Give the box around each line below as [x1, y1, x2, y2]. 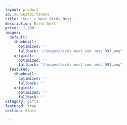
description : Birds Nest [5, 21, 56, 26]
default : [9, 35, 28, 40]
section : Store [5, 108, 37, 114]
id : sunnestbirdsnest [5, 12, 50, 17]
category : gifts [5, 99, 39, 104]
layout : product [5, 7, 39, 12]
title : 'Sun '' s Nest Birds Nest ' [5, 16, 77, 21]
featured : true [5, 104, 37, 109]
